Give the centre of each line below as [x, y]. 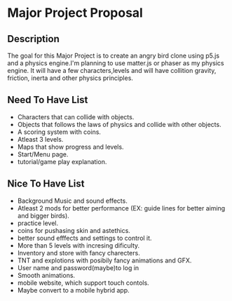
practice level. [38, 223]
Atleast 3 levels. [40, 139]
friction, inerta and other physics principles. [70, 78]
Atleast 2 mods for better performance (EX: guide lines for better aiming [121, 208]
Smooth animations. [46, 275]
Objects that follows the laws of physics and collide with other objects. [120, 124]
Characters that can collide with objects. [76, 116]
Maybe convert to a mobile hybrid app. [73, 290]
